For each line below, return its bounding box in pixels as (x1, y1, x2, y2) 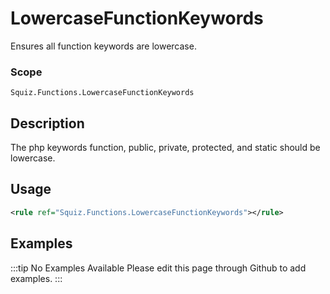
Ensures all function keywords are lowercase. (10, 40, 197, 52)
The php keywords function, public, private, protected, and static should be (10, 142, 321, 154)
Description (10, 115, 85, 132)
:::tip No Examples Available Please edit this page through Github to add (10, 262, 307, 274)
